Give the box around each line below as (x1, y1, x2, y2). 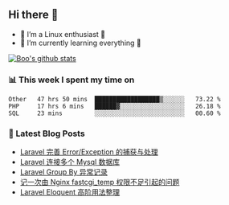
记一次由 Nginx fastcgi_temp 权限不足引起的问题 (19, 178, 180, 187)
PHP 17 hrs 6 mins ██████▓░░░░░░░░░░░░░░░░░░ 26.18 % (8, 102, 221, 111)
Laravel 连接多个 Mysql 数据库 (19, 158, 121, 167)
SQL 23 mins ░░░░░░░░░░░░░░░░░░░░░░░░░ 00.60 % (8, 109, 221, 117)
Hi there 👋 (8, 8, 59, 22)
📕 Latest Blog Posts (8, 128, 86, 139)
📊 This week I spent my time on (8, 74, 135, 85)
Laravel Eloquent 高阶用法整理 (19, 187, 121, 197)
